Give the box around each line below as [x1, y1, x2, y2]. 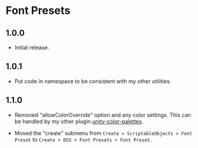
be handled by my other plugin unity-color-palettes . [14, 118, 144, 125]
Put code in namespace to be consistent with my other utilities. [14, 77, 172, 85]
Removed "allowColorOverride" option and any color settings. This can [14, 111, 191, 118]
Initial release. [14, 44, 50, 51]
